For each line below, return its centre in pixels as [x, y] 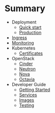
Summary [25, 9]
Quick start [30, 27]
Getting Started [34, 90]
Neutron [27, 68]
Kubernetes [23, 48]
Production [30, 32]
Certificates [31, 53]
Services [28, 95]
